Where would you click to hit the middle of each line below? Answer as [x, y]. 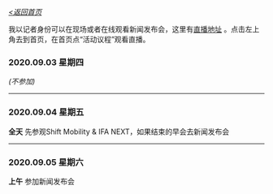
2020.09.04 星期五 [46, 112]
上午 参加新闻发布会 [41, 181]
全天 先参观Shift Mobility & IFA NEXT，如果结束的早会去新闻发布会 [119, 131]
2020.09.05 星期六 [46, 162]
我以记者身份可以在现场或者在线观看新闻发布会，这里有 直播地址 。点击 [127, 29]
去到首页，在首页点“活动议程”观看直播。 [82, 39]
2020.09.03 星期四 [46, 62]
